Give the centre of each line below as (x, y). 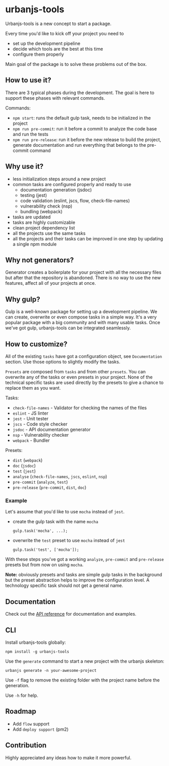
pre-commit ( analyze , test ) (40, 482)
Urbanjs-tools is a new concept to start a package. (59, 24)
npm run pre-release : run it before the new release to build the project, (87, 140)
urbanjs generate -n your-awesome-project (51, 670)
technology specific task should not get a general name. (64, 585)
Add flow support (31, 724)
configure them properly (38, 54)
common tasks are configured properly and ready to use (72, 184)
